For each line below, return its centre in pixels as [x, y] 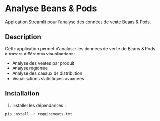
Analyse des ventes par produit [43, 63]
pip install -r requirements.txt [39, 114]
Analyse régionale [30, 68]
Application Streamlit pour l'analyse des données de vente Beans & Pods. [78, 22]
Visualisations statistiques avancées [48, 78]
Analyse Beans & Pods [51, 8]
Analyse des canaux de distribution [47, 73]
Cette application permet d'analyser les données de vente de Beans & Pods [80, 48]
